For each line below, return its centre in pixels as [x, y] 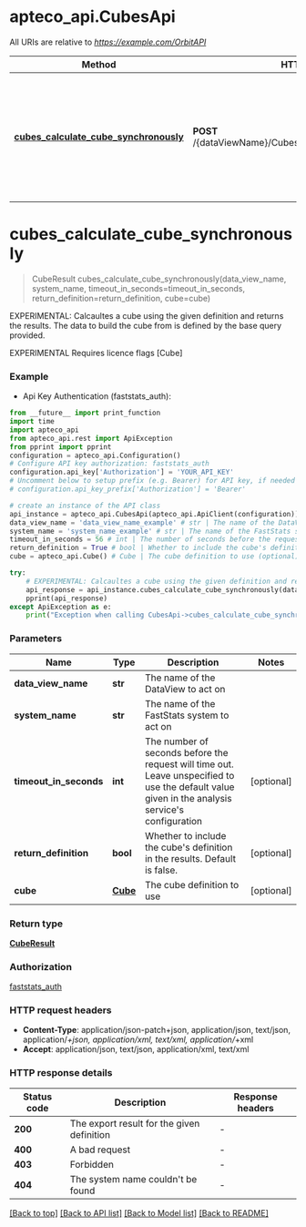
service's [164, 810]
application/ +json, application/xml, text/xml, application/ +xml [138, 1039]
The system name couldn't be [133, 1179]
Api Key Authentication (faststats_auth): [97, 396]
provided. [27, 335]
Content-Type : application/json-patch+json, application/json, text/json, [157, 1030]
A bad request [100, 1150]
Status [37, 1097]
